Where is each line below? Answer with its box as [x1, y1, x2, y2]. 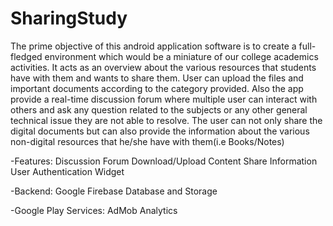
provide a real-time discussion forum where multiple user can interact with [10, 93, 318, 105]
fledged [10, 50, 43, 62]
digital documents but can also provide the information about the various [10, 125, 310, 137]
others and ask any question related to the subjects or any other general [10, 103, 308, 116]
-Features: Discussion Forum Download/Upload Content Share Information [10, 155, 318, 167]
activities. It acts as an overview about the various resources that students [10, 61, 317, 73]
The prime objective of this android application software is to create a [10, 40, 297, 52]
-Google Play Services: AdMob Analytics [10, 204, 178, 216]
